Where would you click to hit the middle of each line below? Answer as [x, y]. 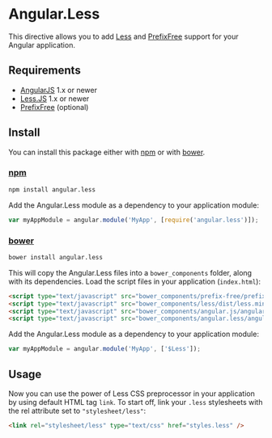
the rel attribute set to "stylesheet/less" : [77, 411]
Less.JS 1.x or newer [55, 99]
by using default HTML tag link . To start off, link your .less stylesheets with [136, 402]
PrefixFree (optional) [54, 107]
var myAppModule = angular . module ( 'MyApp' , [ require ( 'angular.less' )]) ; [134, 220]
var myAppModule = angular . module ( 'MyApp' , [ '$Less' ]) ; [104, 349]
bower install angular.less [56, 257]
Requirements [45, 71]
